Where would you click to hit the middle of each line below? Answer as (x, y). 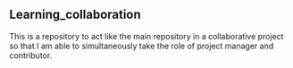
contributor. (31, 55)
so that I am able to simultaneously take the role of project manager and (142, 46)
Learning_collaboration (75, 15)
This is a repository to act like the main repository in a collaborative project (146, 36)
